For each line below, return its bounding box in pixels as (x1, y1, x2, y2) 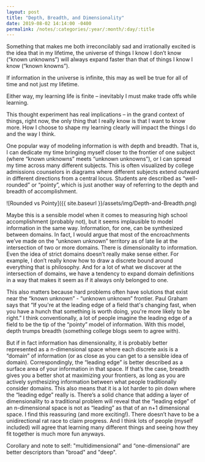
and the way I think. (6, 130, 56, 138)
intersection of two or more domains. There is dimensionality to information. (6, 244, 198, 251)
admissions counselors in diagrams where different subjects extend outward (6, 168, 199, 176)
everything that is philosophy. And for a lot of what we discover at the (6, 264, 182, 271)
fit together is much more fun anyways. (6, 430, 106, 438)
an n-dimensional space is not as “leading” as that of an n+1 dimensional (6, 404, 190, 412)
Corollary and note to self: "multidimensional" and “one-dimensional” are (6, 442, 190, 450)
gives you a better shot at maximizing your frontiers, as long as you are (6, 371, 185, 379)
